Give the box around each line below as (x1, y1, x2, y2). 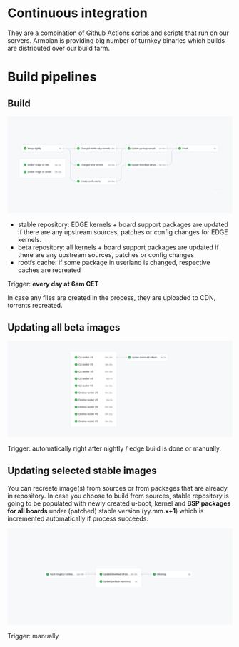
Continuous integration (7, 5, 148, 21)
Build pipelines (7, 69, 97, 85)
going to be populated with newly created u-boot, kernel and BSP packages (7, 498, 231, 508)
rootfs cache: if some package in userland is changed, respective (17, 258, 210, 266)
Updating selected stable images (7, 465, 157, 477)
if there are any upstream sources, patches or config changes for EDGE (17, 227, 228, 236)
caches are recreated (17, 266, 81, 274)
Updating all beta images (7, 321, 121, 333)
